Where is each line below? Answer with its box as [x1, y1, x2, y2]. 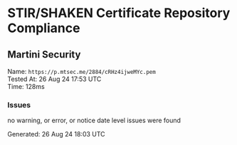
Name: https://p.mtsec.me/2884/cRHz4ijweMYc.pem [7, 68, 157, 75]
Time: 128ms [7, 82, 45, 90]
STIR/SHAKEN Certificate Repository [7, 5, 231, 21]
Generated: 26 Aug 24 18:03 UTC [7, 130, 105, 139]
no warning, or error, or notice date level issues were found [7, 116, 181, 125]
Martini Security [7, 48, 81, 60]
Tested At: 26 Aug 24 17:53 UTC [7, 75, 102, 83]
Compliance [7, 20, 80, 36]
